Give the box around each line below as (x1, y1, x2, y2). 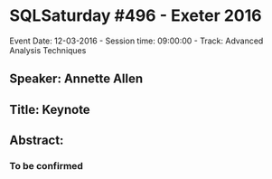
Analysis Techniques (9, 44, 87, 55)
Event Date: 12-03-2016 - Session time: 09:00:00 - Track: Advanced (9, 35, 264, 46)
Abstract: (9, 133, 64, 148)
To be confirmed (9, 160, 84, 173)
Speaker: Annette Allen (9, 71, 144, 87)
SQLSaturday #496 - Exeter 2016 (9, 5, 262, 26)
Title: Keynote (9, 101, 90, 118)
